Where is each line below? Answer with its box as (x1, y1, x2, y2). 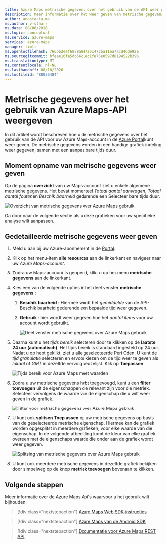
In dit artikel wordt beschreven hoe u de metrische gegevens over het (5, 131, 148, 137)
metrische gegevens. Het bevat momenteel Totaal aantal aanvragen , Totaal (5, 188, 161, 194)
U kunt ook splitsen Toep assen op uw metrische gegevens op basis (12, 415, 154, 421)
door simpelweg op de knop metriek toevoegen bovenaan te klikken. (12, 466, 155, 472)
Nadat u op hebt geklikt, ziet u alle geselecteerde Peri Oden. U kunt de (12, 350, 157, 356)
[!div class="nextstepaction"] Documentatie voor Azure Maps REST (17, 528, 156, 534)
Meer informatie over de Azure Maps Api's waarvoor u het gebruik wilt (5, 494, 150, 500)
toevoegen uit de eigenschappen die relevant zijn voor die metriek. (12, 385, 150, 391)
